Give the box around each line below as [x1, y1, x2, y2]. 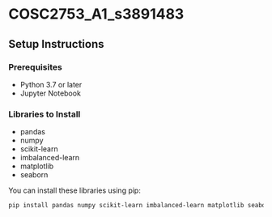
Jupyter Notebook [19, 88, 81, 98]
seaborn [19, 170, 49, 180]
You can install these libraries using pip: [8, 185, 142, 195]
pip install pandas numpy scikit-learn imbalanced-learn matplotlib [8, 202, 244, 210]
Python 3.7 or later [19, 79, 83, 89]
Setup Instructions [8, 37, 104, 51]
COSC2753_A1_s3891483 [8, 5, 185, 23]
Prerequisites [8, 62, 62, 73]
